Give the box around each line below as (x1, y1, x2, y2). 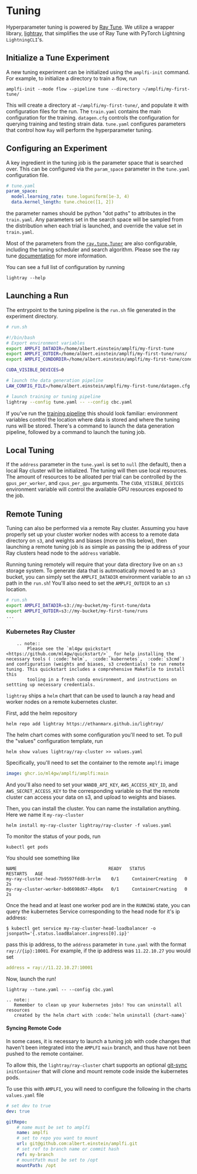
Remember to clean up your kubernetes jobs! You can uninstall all (13, 1002, 182, 1008)
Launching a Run (6, 291, 69, 301)
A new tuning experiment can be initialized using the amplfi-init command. (6, 69, 190, 76)
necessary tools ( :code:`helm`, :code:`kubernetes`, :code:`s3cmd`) (6, 656, 185, 662)
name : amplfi (16, 1130, 49, 1136)
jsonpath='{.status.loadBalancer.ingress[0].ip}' (6, 931, 130, 937)
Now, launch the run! (6, 975, 56, 982)
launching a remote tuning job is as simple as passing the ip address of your (6, 544, 190, 551)
